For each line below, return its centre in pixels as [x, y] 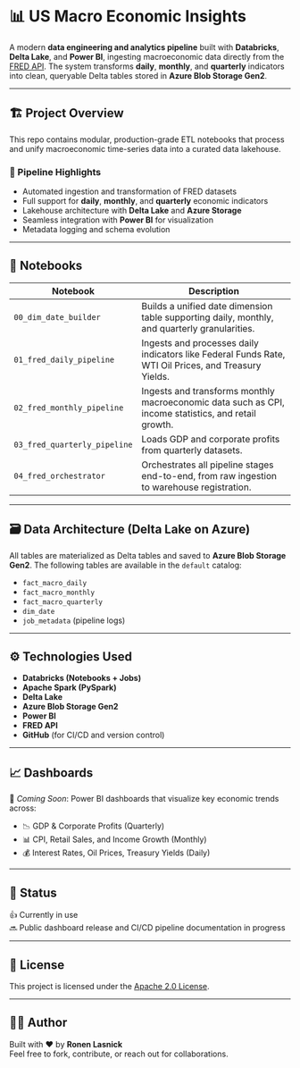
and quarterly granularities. [198, 328]
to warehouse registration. [196, 487]
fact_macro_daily [54, 583]
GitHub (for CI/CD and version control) [93, 735]
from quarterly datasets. [192, 450]
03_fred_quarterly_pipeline [73, 444]
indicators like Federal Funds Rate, [213, 354]
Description [214, 290]
